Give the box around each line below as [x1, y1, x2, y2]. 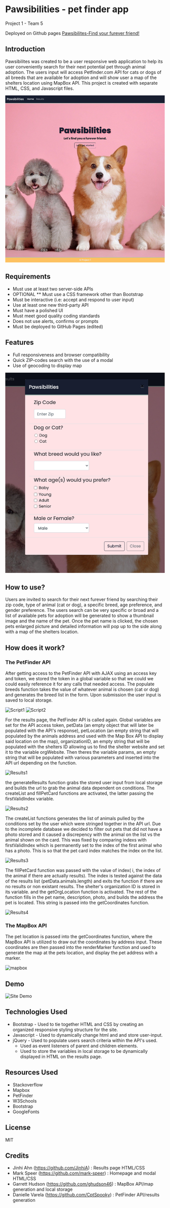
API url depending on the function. [5, 759, 77, 766]
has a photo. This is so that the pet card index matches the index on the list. [5, 848, 163, 854]
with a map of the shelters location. [5, 629, 79, 635]
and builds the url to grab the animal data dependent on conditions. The [5, 785, 155, 791]
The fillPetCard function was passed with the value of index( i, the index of [5, 867, 161, 873]
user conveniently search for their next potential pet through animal [5, 63, 146, 69]
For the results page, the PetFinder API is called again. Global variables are [5, 716, 161, 723]
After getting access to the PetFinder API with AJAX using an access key [5, 670, 157, 676]
